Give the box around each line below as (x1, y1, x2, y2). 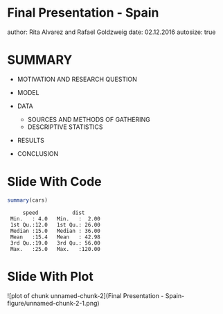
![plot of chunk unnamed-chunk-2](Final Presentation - (7, 291, 164, 299)
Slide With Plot (7, 268, 93, 284)
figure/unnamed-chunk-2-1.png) (7, 299, 100, 307)
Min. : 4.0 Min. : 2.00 (10, 215, 100, 223)
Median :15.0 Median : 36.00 (10, 227, 100, 234)
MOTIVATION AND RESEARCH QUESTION (17, 75, 137, 83)
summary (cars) (7, 196, 48, 204)
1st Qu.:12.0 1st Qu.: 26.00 (10, 221, 100, 228)
